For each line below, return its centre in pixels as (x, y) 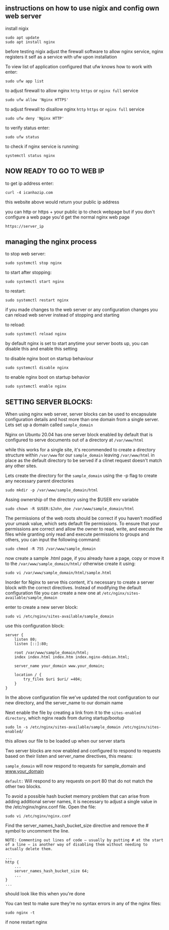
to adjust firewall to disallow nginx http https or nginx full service (75, 109)
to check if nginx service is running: (42, 146)
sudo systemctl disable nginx (37, 368)
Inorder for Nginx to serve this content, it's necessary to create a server (80, 582)
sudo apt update (22, 37)
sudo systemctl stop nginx (34, 263)
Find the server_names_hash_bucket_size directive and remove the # (77, 825)
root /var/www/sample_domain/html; (52, 653)
